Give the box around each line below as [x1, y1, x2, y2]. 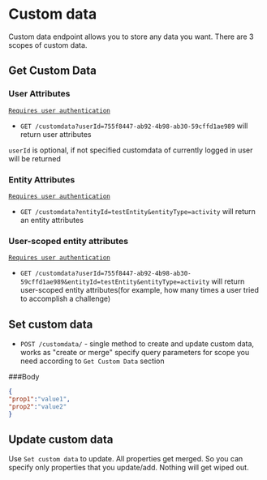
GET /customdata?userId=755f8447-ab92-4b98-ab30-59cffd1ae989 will [19, 121, 248, 131]
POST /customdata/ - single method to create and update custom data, [19, 339, 254, 349]
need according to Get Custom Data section [19, 356, 165, 366]
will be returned [8, 153, 61, 163]
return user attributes [19, 129, 92, 139]
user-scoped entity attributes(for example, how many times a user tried [19, 285, 260, 295]
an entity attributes [19, 215, 84, 225]
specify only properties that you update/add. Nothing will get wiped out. [8, 463, 249, 473]
